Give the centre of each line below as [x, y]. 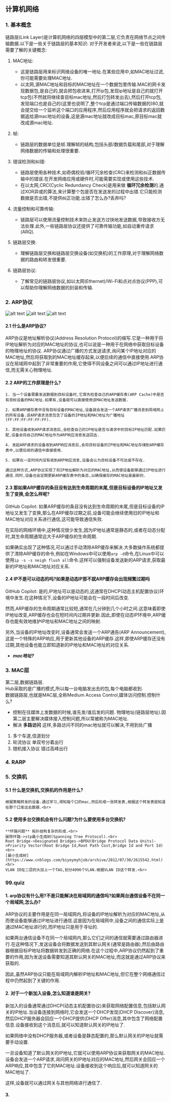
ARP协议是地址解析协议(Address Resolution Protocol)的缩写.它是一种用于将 [84, 338]
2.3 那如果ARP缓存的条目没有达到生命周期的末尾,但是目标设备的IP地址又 [82, 487]
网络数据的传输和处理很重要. [50, 151]
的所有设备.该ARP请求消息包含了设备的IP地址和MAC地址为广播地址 [65, 415]
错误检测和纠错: [29, 161]
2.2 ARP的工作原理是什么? [33, 382]
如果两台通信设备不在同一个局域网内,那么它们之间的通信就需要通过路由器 [82, 938]
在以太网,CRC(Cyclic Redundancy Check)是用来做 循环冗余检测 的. [90, 185]
